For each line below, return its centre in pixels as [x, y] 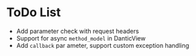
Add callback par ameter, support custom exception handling [102, 45]
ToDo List [34, 12]
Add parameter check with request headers [78, 31]
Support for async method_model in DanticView [81, 38]
